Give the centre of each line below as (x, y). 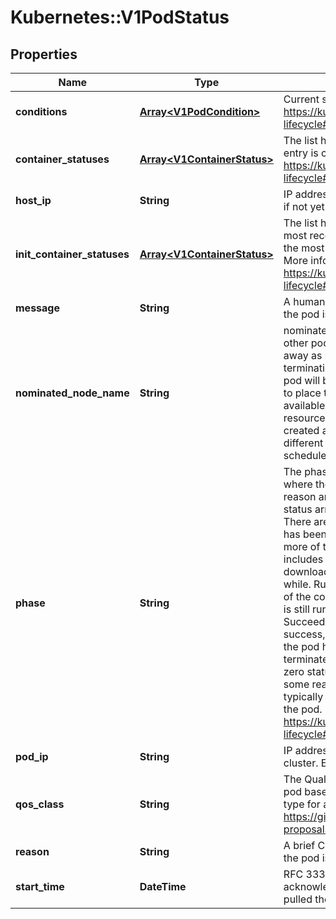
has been (305, 534)
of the (297, 596)
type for (302, 804)
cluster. (301, 763)
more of (302, 546)
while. (297, 584)
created (301, 430)
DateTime (163, 886)
